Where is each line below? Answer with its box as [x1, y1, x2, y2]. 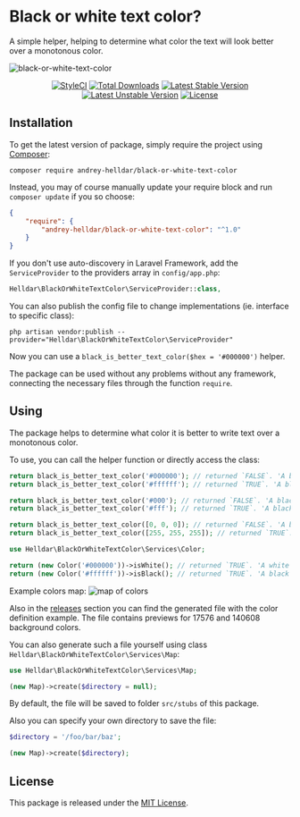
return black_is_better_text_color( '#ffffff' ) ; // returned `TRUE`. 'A [9, 480, 281, 489]
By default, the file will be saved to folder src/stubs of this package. [9, 698, 260, 709]
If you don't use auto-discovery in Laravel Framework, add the [9, 257, 238, 269]
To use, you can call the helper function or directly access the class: [9, 454, 261, 465]
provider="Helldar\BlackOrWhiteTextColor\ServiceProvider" [9, 335, 234, 344]
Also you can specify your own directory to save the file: [9, 715, 217, 726]
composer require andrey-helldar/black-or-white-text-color [9, 165, 238, 175]
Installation [9, 115, 73, 131]
